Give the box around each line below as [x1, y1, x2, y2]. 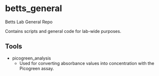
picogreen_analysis [12, 55, 51, 61]
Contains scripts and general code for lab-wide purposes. [5, 28, 121, 34]
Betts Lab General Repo [5, 19, 53, 25]
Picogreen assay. [19, 65, 55, 71]
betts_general [5, 3, 62, 14]
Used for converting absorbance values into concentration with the [19, 60, 155, 66]
